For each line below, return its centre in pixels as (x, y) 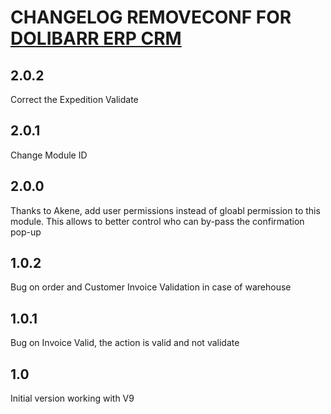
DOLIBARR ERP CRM (96, 38)
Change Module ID (49, 155)
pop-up (26, 232)
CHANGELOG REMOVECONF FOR (151, 17)
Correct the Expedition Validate (74, 99)
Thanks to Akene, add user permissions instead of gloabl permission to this (165, 210)
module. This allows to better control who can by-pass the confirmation (157, 221)
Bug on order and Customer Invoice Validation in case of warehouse (151, 287)
